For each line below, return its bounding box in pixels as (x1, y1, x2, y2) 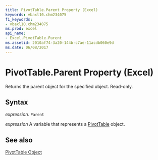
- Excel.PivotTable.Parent (5, 36, 62, 41)
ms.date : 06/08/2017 (5, 45, 49, 50)
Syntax (5, 98, 28, 106)
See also (5, 136, 33, 144)
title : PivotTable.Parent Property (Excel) (5, 7, 98, 13)
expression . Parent (5, 112, 44, 118)
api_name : (5, 31, 26, 36)
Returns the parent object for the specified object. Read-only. (5, 83, 133, 89)
